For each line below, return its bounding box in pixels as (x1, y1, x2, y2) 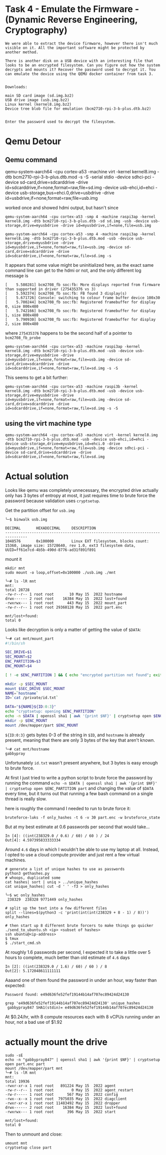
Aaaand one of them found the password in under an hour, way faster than (5, 977, 157, 983)
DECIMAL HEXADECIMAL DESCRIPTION (5, 526, 96, 531)
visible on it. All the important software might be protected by (5, 45, 145, 50)
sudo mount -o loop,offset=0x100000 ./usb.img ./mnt (5, 570, 116, 575)
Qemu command (5, 155, 58, 164)
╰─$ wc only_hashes (5, 893, 45, 898)
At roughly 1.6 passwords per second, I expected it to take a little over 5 (5, 949, 151, 955)
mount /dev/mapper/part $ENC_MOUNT (5, 723, 79, 728)
